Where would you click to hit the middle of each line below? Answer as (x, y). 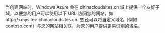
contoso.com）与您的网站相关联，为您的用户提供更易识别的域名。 (74, 26)
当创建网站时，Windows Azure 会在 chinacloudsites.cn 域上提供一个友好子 (82, 7)
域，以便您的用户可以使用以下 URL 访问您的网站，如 (59, 13)
